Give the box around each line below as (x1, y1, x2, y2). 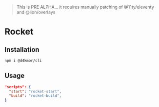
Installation (4, 46, 40, 54)
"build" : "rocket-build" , (9, 93, 62, 98)
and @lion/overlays (16, 9, 56, 15)
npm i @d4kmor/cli (4, 58, 42, 63)
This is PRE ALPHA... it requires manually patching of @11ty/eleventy (16, 4, 154, 10)
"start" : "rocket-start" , (9, 89, 62, 94)
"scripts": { (4, 84, 31, 89)
